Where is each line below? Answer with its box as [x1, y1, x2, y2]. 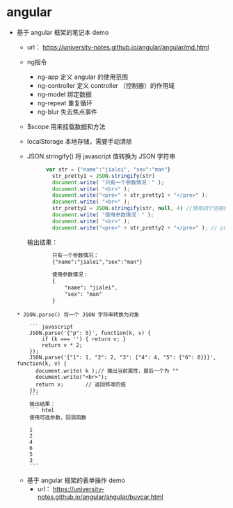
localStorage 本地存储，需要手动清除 [26, 137, 133, 145]
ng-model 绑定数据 [37, 90, 92, 98]
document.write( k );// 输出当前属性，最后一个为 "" [35, 367, 179, 374]
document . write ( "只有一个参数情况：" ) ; [51, 179, 165, 186]
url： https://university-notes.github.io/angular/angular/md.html [26, 43, 209, 51]
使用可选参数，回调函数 [29, 414, 87, 421]
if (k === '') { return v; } [42, 336, 127, 343]
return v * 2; [42, 341, 83, 349]
